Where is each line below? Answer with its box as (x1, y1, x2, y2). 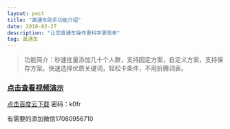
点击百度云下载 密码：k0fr (7, 100, 81, 108)
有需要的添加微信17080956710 (7, 115, 94, 123)
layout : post (7, 10, 45, 17)
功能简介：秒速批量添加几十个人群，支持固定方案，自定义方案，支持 (23, 56, 218, 64)
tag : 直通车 (7, 36, 39, 43)
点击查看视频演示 (7, 83, 64, 93)
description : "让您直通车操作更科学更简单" (7, 29, 121, 37)
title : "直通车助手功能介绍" (7, 17, 81, 23)
